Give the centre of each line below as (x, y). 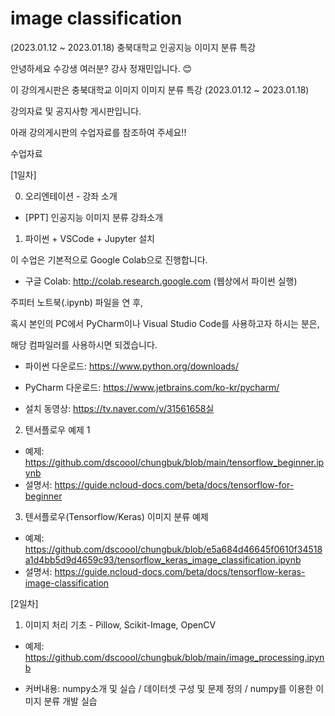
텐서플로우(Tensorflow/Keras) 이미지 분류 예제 (116, 516)
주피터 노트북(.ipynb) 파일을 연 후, (77, 302)
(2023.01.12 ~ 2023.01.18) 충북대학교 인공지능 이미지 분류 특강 (133, 47)
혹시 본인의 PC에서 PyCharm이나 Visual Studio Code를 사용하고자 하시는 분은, (165, 323)
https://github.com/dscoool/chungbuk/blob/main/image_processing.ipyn (174, 657)
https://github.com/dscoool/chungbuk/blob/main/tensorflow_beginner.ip (174, 462)
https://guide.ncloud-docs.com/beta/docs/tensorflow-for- (174, 484)
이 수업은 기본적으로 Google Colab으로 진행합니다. (109, 259)
